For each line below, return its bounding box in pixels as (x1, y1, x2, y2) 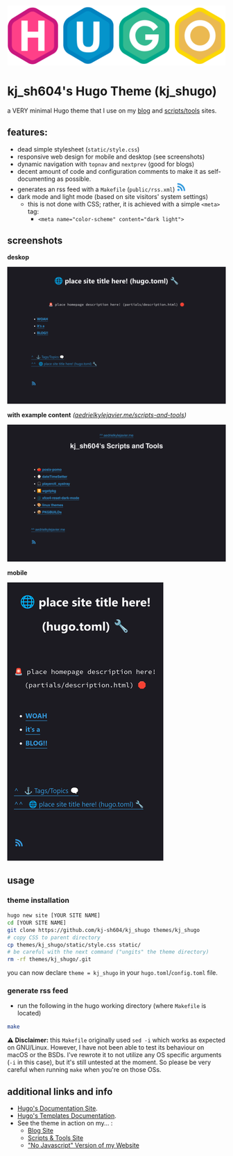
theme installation (7, 895, 69, 905)
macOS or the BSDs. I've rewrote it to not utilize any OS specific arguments (7, 1051, 222, 1059)
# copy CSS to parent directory (7, 934, 101, 941)
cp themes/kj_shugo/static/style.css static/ (7, 941, 141, 948)
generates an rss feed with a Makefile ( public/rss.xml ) (17, 185, 175, 193)
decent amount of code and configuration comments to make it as (17, 167, 207, 175)
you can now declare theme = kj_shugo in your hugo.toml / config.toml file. (7, 969, 218, 977)
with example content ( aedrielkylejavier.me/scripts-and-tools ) (7, 411, 187, 419)
